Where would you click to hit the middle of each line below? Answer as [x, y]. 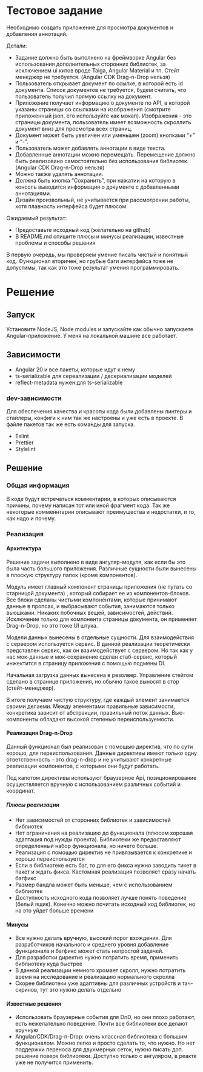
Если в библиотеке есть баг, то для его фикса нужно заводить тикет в [106, 866]
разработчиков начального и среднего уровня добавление [92, 945]
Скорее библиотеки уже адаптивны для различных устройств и [98, 983]
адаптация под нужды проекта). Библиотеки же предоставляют [98, 839]
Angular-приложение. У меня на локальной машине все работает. [92, 335]
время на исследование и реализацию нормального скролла [95, 977]
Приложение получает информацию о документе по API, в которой [102, 103]
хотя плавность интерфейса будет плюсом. [72, 206]
